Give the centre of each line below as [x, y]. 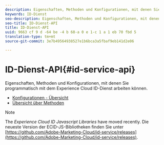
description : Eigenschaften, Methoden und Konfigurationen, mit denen [78, 9]
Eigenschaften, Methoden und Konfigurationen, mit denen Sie [67, 83]
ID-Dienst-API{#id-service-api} [70, 69]
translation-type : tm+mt [30, 37]
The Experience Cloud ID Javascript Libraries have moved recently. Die [77, 122]
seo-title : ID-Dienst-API [31, 23]
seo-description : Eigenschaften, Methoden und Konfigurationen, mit [76, 18]
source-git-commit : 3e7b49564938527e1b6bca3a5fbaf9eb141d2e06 [70, 41]
